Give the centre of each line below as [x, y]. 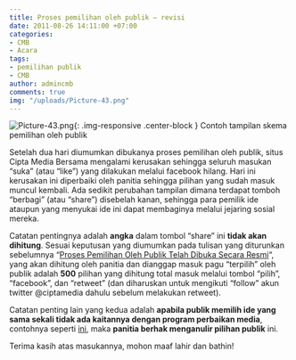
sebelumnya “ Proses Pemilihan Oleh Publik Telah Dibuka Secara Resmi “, [142, 255]
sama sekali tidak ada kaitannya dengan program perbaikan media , [136, 319]
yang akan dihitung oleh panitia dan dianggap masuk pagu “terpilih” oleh [143, 265]
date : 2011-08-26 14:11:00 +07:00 [74, 26]
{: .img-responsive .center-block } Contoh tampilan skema [180, 126]
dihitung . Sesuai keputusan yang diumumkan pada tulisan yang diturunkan [147, 245]
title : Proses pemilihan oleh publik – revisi [97, 17]
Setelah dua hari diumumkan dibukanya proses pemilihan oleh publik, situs [146, 152]
